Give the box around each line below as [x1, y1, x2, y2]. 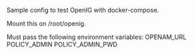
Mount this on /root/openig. [6, 19, 86, 27]
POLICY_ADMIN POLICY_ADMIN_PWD [6, 40, 117, 48]
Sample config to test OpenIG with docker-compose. [6, 6, 160, 14]
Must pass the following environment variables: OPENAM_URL [6, 33, 187, 41]
